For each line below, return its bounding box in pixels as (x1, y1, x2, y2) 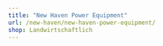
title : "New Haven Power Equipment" (8, 11, 128, 19)
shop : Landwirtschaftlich (8, 26, 92, 34)
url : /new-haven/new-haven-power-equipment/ (8, 19, 156, 27)
